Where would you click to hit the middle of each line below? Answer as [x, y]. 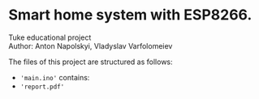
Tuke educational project [50, 37]
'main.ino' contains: [55, 77]
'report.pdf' [42, 87]
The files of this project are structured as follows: [91, 62]
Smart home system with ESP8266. [130, 15]
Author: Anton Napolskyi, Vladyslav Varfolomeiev [91, 45]
